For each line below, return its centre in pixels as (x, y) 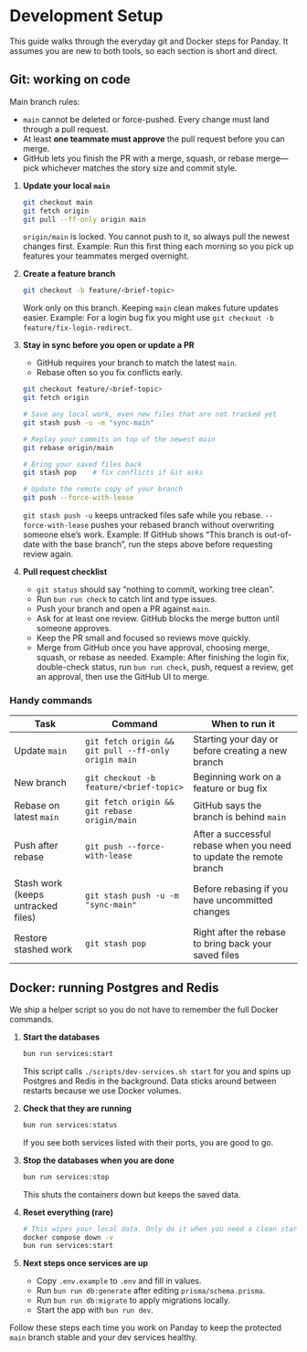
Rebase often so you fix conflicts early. (110, 373)
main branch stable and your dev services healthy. (104, 1337)
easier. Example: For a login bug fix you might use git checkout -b (148, 318)
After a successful (232, 834)
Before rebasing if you (241, 889)
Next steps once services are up (85, 1263)
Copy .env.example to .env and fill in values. (119, 1281)
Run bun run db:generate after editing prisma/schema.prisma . (151, 1291)
